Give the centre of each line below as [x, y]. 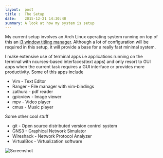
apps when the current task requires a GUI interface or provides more [75, 67]
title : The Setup [25, 14]
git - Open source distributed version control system [65, 126]
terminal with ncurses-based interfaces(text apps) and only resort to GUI [78, 62]
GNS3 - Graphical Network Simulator [49, 131]
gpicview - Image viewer [37, 97]
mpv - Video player [31, 102]
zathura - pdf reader [33, 92]
